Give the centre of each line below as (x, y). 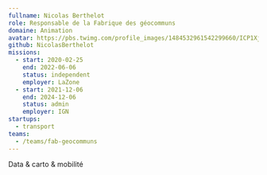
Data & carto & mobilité (46, 164)
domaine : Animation (41, 30)
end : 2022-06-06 (50, 68)
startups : (25, 119)
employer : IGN (46, 112)
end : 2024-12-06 (50, 97)
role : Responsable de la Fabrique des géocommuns (92, 23)
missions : (25, 52)
